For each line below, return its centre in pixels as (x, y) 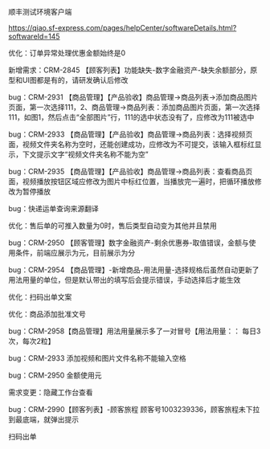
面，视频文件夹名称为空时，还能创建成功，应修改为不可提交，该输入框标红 (131, 144)
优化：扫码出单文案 (40, 297)
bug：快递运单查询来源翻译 (53, 208)
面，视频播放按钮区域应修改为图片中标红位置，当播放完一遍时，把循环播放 (131, 182)
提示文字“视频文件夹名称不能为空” (92, 154)
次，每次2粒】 (32, 341)
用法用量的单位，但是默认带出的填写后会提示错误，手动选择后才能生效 (125, 280)
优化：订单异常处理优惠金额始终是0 (67, 53)
